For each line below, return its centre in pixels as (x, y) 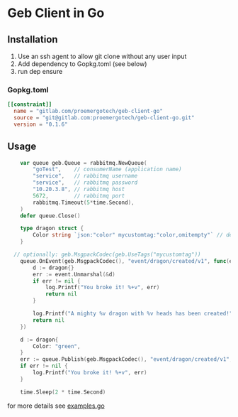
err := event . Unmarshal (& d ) (74, 274)
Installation (33, 39)
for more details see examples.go (56, 406)
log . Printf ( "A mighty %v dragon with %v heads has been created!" (133, 314)
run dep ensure (40, 71)
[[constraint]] (30, 104)
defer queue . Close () (50, 216)
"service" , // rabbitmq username (85, 176)
